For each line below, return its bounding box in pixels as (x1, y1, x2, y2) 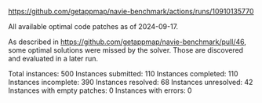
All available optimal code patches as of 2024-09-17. (8, 22, 179, 31)
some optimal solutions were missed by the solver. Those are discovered (8, 46, 244, 54)
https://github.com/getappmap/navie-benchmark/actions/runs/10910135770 (8, 7, 254, 16)
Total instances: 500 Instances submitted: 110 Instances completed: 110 (8, 69, 238, 78)
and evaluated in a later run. (8, 54, 99, 63)
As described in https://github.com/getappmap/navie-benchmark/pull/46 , (8, 37, 247, 46)
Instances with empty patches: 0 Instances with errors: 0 (8, 86, 192, 95)
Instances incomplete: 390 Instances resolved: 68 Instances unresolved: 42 (8, 78, 253, 86)
